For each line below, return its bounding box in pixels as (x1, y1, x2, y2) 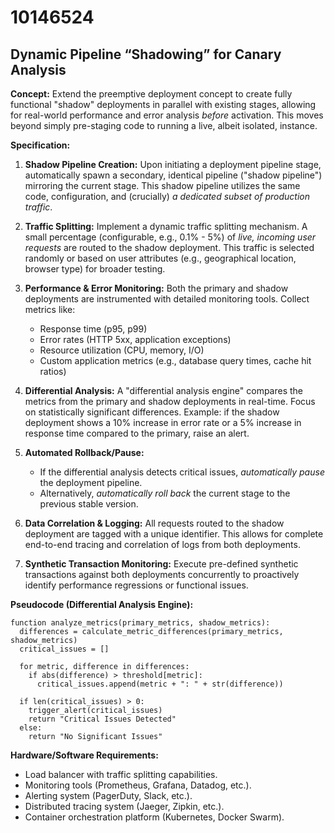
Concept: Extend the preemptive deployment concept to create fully (10, 88, 293, 100)
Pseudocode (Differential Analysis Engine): (10, 599, 194, 610)
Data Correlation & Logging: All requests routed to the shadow (24, 517, 285, 529)
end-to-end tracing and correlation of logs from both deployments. (24, 539, 301, 550)
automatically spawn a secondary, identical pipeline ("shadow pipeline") (24, 169, 323, 181)
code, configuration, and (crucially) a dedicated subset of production (24, 191, 311, 202)
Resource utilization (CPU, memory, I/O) (39, 344, 205, 356)
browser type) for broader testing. (24, 263, 166, 275)
